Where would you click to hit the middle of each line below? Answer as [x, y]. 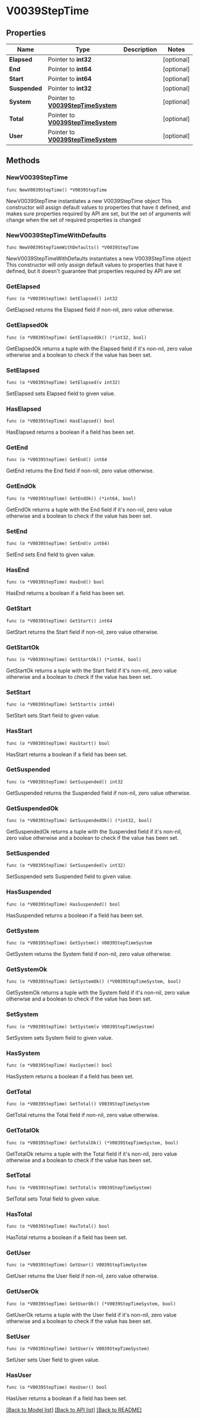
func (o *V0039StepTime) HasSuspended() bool [63, 904]
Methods [23, 161]
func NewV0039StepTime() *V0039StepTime [57, 190]
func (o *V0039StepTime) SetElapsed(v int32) [63, 382]
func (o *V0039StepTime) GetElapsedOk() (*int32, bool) [76, 337]
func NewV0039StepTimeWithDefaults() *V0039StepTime [73, 247]
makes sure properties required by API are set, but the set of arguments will [98, 213]
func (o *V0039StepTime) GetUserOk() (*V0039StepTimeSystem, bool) [91, 1304]
